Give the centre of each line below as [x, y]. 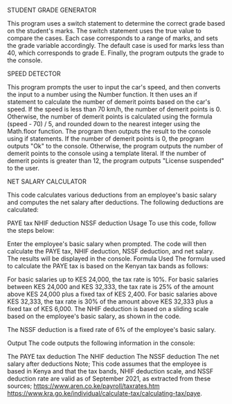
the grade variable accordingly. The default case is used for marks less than [116, 45]
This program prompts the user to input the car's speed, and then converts [114, 87]
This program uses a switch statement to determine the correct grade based [116, 23]
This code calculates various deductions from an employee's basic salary [112, 195]
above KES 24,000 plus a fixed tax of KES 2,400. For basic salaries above [112, 294]
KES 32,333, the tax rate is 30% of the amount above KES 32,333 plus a [110, 301]
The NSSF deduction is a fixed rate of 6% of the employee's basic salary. [111, 330]
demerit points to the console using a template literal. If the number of [107, 153]
